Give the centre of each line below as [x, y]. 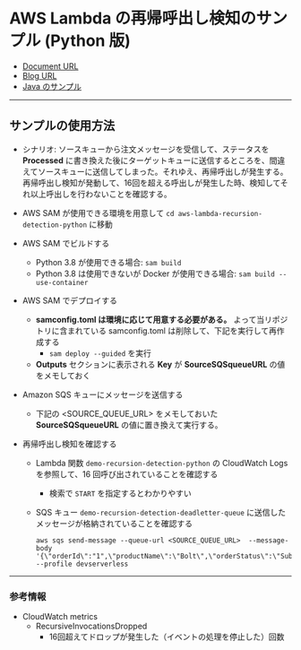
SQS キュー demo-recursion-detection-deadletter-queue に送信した [161, 512]
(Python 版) [88, 41]
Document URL [50, 66]
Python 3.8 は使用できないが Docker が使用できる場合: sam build [155, 273]
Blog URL [39, 75]
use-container [62, 282]
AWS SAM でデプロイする [70, 300]
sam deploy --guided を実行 [100, 353]
